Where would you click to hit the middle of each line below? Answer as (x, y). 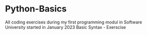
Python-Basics (36, 9)
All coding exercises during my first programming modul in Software (74, 22)
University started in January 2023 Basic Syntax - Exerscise (65, 27)
